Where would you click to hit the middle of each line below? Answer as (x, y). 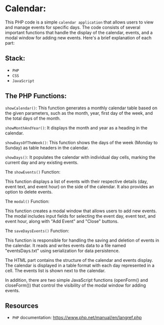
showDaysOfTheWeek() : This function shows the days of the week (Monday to (82, 142)
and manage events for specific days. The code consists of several (73, 27)
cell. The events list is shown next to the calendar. (55, 271)
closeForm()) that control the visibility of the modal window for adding (75, 285)
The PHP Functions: (36, 96)
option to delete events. (29, 192)
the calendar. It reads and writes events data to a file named (66, 245)
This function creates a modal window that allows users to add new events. (81, 211)
